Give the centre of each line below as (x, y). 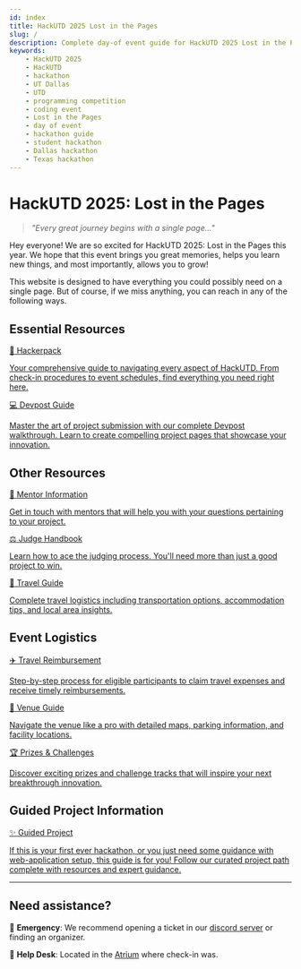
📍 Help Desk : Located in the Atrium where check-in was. (114, 954)
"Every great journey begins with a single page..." (123, 228)
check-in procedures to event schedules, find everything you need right (142, 378)
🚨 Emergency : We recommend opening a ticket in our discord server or (141, 927)
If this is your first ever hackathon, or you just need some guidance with (142, 850)
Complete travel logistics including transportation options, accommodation (147, 600)
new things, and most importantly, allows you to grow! (109, 264)
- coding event (54, 109)
